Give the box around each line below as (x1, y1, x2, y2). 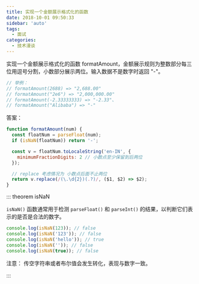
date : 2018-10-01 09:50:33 (6, 15, 74, 21)
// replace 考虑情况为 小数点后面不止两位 (11, 171, 108, 177)
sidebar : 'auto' (6, 20, 47, 26)
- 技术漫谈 (11, 43, 36, 49)
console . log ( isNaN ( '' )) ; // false (6, 242, 94, 248)
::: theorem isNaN (6, 193, 50, 200)
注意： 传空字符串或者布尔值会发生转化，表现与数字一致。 (6, 259, 151, 267)
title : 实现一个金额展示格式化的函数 (6, 8, 89, 15)
